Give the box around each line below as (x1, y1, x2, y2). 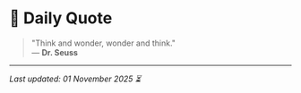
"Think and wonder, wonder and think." (30, 38, 176, 48)
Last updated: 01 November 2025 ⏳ (9, 73, 142, 84)
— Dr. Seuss (30, 46, 79, 57)
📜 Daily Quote (9, 8, 113, 29)
